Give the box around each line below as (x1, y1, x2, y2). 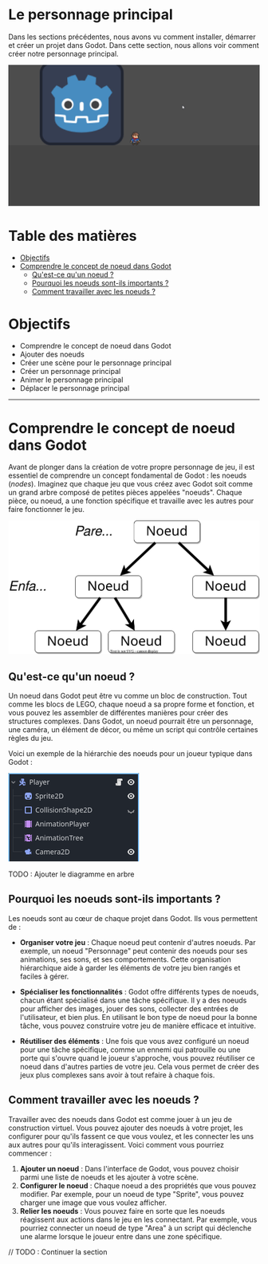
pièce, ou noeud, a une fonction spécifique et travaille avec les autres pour (8, 496, 254, 506)
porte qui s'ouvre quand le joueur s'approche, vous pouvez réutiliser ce (19, 1053, 255, 1062)
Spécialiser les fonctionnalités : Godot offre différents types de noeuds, (19, 986, 259, 996)
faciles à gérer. (19, 971, 69, 981)
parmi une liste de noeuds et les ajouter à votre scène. (19, 1172, 199, 1182)
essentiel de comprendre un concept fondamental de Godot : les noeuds (8, 471, 247, 480)
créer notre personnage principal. (8, 49, 119, 58)
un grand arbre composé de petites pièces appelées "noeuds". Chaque (8, 488, 242, 498)
